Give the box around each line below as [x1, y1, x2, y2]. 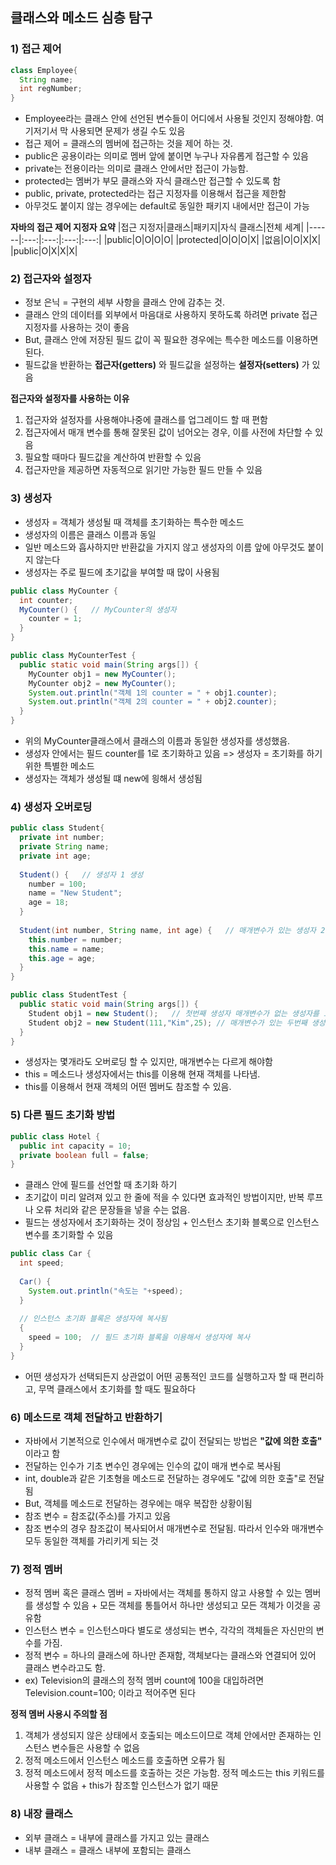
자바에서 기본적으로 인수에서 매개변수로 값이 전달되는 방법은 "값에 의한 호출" [24, 1435, 323, 1447]
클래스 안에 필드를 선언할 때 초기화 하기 [24, 1179, 178, 1191]
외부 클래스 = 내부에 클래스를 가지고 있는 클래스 [24, 1831, 210, 1843]
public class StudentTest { [10, 990, 128, 1000]
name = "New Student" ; [28, 888, 123, 898]
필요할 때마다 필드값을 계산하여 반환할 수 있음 [24, 451, 202, 463]
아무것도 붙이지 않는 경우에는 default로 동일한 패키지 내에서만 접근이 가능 [24, 200, 310, 212]
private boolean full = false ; [19, 1150, 150, 1160]
